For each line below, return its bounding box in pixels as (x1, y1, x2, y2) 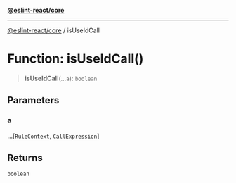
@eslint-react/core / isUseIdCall (7, 26, 100, 34)
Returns (7, 152, 44, 164)
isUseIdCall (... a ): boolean (24, 74, 98, 82)
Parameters (7, 94, 60, 106)
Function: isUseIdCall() (7, 51, 144, 67)
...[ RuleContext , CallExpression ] (7, 132, 100, 140)
